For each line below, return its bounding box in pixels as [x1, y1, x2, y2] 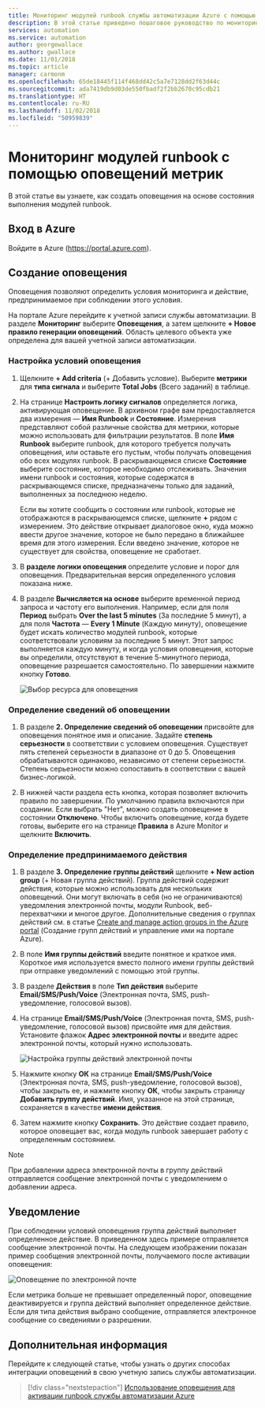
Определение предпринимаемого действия [8, 849, 188, 860]
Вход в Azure [8, 222, 76, 236]
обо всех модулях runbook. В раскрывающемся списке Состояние [19, 455, 247, 465]
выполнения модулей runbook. [8, 199, 112, 209]
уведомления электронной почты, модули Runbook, [19, 901, 196, 910]
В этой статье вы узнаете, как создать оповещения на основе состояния [8, 191, 255, 200]
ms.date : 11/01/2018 [8, 56, 77, 64]
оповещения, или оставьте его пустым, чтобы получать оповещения [19, 447, 252, 457]
